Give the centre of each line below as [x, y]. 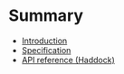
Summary [46, 16]
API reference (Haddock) [68, 60]
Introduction [44, 41]
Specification [46, 50]
